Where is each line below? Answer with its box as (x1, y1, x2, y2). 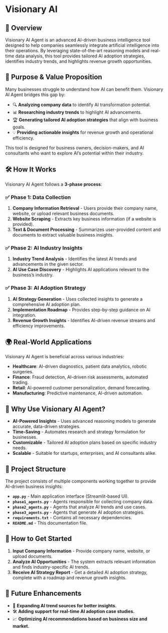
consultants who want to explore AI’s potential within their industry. (5, 150, 144, 156)
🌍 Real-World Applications (5, 338, 92, 346)
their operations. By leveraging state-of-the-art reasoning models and (5, 48, 149, 53)
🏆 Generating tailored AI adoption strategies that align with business (12, 117, 158, 123)
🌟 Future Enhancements (5, 589, 82, 598)
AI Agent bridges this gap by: (5, 92, 66, 98)
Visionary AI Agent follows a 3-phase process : (5, 181, 102, 187)
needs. (12, 445, 27, 451)
